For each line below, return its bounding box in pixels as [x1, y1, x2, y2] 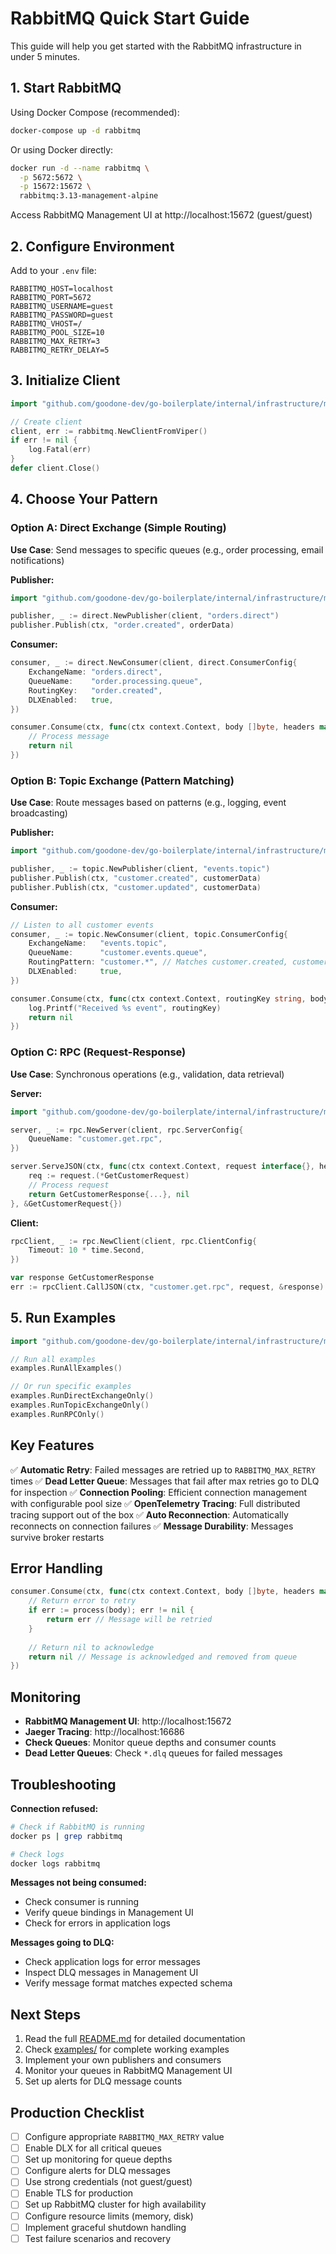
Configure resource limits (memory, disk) [24, 2210, 194, 2222]
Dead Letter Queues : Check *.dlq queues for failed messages [24, 1747, 283, 1759]
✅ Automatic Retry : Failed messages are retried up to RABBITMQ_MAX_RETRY [10, 1463, 316, 1476]
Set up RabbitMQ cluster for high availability [24, 2198, 207, 2211]
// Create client [10, 417, 83, 427]
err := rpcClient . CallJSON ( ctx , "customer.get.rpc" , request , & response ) [10, 1282, 325, 1292]
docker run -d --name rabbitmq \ [10, 163, 150, 173]
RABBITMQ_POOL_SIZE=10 [10, 327, 105, 337]
